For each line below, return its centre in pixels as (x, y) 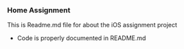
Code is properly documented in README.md (81, 38)
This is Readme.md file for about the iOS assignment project (92, 25)
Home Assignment (39, 10)
